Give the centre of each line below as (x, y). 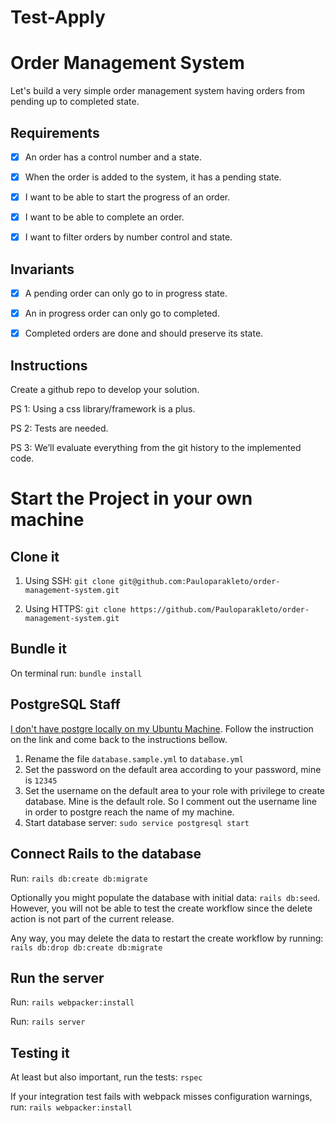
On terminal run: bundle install (76, 673)
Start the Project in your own (131, 498)
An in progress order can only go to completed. (122, 313)
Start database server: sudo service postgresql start (137, 822)
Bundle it (38, 649)
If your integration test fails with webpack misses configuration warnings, (161, 1097)
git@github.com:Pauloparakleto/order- (199, 582)
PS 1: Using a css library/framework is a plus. (103, 409)
